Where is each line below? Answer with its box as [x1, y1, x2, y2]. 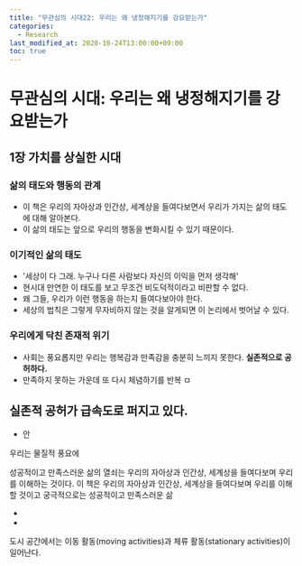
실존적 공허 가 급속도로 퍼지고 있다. [9, 403, 188, 418]
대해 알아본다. [32, 213, 81, 223]
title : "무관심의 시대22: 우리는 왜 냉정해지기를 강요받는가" [9, 13, 208, 23]
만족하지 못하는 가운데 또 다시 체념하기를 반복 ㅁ [22, 374, 191, 385]
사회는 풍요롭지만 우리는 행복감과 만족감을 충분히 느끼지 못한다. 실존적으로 [22, 351, 283, 362]
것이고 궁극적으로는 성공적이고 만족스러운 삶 [18, 489, 174, 501]
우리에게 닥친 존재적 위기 [9, 329, 110, 342]
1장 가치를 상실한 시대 [9, 150, 122, 165]
